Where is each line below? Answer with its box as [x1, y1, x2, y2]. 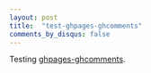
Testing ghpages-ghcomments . [9, 54, 126, 65]
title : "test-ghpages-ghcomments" [9, 21, 143, 30]
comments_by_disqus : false [9, 29, 111, 38]
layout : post [9, 12, 58, 22]
